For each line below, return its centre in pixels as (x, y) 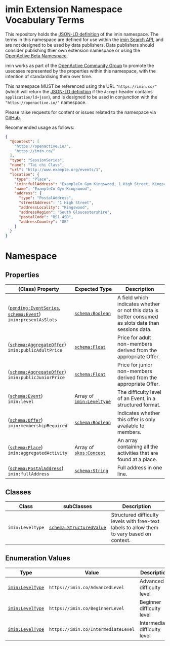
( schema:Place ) (25, 448)
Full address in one (140, 468)
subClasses (78, 506)
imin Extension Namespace (64, 9)
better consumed (138, 317)
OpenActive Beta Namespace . (37, 56)
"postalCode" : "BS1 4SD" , (46, 217)
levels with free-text (135, 521)
